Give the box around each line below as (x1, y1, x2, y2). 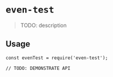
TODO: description (20, 21, 67, 29)
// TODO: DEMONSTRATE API (5, 65, 70, 71)
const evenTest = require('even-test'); (5, 55, 109, 61)
